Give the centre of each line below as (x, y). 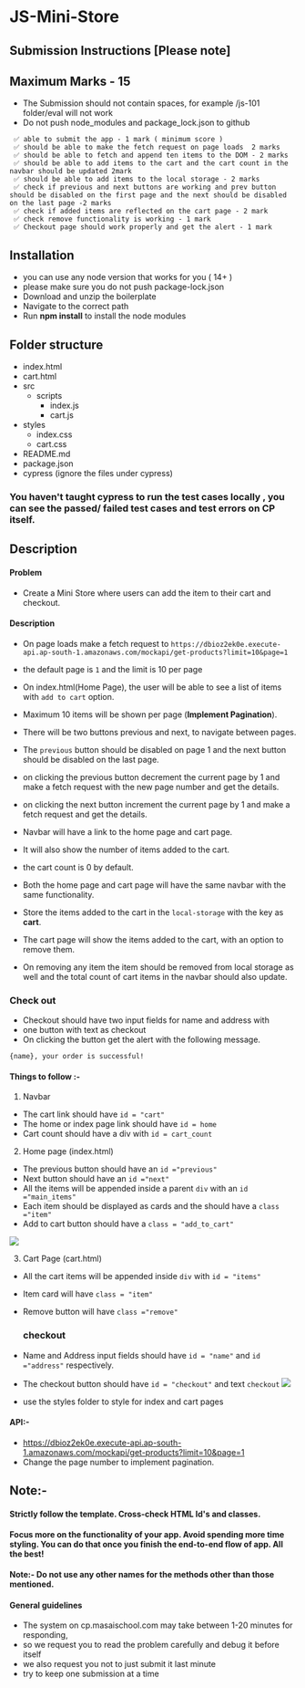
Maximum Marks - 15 (70, 81)
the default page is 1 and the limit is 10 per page (112, 669)
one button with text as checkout (84, 1030)
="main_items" (49, 1197)
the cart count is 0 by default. (78, 867)
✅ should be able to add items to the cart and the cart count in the (151, 163)
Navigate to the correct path (76, 307)
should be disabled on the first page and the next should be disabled (148, 195)
